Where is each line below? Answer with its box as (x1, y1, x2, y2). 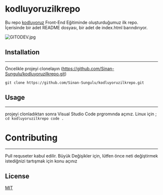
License (5, 172, 30, 180)
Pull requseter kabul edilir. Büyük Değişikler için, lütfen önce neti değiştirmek (5, 153, 158, 159)
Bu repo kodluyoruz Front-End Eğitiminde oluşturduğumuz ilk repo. (5, 19, 139, 25)
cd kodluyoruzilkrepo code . (5, 116, 64, 121)
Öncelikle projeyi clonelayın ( (5, 66, 63, 71)
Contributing (5, 132, 58, 143)
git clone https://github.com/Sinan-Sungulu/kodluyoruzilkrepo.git (5, 80, 145, 85)
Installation (5, 48, 40, 56)
